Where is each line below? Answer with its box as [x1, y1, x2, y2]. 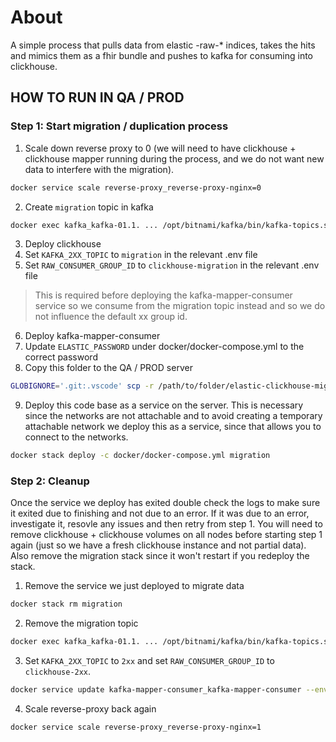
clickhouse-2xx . [24, 666, 92, 678]
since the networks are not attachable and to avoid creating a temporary [24, 410, 323, 422]
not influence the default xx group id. [34, 311, 188, 323]
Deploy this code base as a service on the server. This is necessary [24, 399, 304, 411]
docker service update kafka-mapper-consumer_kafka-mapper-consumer [10, 685, 302, 695]
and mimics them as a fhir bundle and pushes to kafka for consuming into [10, 49, 314, 61]
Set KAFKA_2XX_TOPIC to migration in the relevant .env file [24, 249, 258, 261]
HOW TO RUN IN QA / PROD [10, 89, 185, 106]
